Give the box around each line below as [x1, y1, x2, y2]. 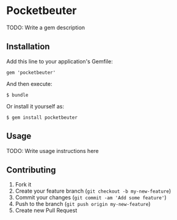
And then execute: [6, 80, 52, 87]
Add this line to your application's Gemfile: [6, 57, 113, 65]
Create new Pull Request [15, 207, 78, 214]
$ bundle [6, 92, 29, 98]
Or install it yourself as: [6, 102, 64, 110]
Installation [6, 41, 50, 52]
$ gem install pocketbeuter [6, 114, 78, 121]
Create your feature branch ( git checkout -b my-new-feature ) [15, 187, 172, 195]
